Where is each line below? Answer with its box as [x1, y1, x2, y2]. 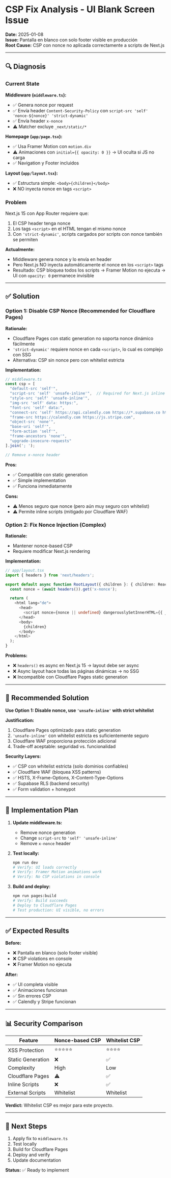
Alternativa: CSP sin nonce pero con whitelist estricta [12, 357, 125, 363]
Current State [5, 80, 40, 87]
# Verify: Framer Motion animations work [12, 869, 102, 875]
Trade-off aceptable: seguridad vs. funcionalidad [12, 743, 116, 749]
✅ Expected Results [5, 926, 70, 935]
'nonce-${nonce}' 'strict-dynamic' [12, 113, 89, 118]
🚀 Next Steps [5, 1122, 47, 1131]
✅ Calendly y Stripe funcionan [12, 999, 76, 1005]
